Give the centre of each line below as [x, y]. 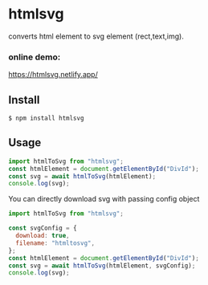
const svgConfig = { [43, 228]
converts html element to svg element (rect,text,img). [96, 36]
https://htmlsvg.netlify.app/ [53, 75]
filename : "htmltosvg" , [55, 243]
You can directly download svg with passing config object [104, 199]
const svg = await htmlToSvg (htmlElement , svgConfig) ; [102, 266]
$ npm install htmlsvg [46, 118]
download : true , [43, 236]
